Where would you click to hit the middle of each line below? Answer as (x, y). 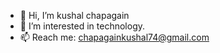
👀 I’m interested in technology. (82, 26)
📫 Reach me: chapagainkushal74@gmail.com (114, 37)
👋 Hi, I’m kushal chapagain (74, 15)
